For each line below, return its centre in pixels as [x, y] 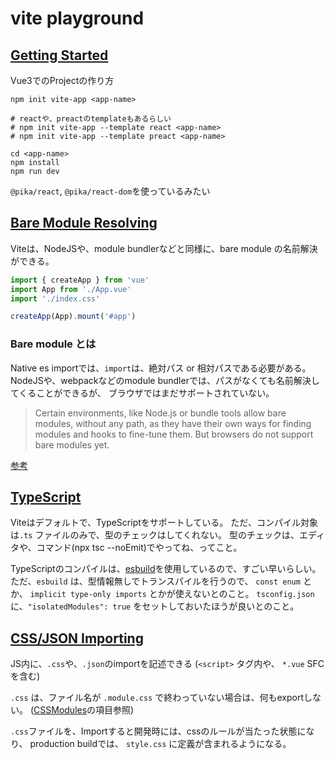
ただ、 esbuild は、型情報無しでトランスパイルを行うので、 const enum [155, 581]
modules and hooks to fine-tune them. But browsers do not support [174, 434]
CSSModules [60, 710]
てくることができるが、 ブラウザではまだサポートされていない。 [142, 393]
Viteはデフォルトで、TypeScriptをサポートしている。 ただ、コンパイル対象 [164, 523]
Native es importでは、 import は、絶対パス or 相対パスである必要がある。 [161, 368]
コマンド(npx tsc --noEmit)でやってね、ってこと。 [139, 548]
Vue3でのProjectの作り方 [62, 80]
